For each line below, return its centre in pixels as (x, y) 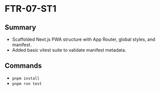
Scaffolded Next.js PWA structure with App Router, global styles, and (84, 39)
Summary (20, 27)
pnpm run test (27, 83)
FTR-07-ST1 (31, 9)
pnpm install (26, 78)
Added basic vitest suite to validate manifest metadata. (69, 50)
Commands (23, 66)
